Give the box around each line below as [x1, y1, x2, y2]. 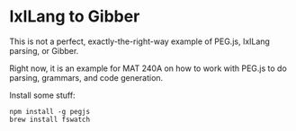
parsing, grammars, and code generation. [9, 72, 164, 83]
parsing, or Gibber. [9, 45, 79, 56]
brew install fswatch [9, 115, 91, 124]
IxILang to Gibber [9, 6, 140, 27]
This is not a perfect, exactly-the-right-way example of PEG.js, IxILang [9, 36, 270, 47]
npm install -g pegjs [9, 107, 91, 116]
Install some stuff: [9, 90, 76, 100]
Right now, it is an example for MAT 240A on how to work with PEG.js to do [9, 63, 288, 74]
